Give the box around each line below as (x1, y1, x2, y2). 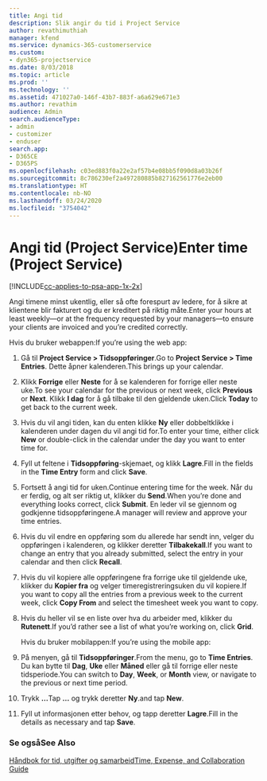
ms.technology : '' (9, 85, 70, 94)
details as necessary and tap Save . (20, 717, 136, 727)
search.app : (9, 145, 48, 153)
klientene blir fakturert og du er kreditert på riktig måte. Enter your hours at (9, 306, 252, 315)
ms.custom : (9, 49, 45, 57)
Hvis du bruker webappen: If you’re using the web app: (9, 338, 188, 347)
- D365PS (9, 160, 38, 168)
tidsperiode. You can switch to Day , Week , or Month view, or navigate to (20, 670, 257, 679)
